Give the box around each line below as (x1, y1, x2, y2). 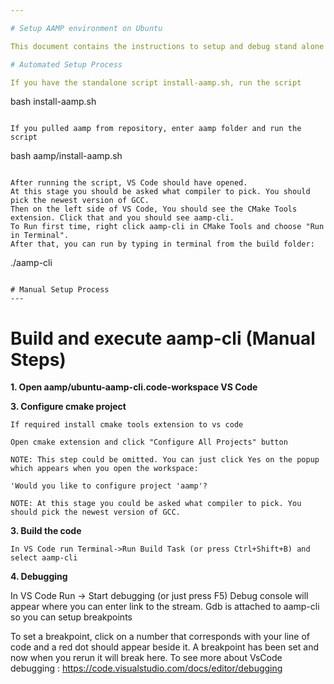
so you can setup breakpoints (10, 611, 133, 623)
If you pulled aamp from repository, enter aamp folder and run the (10, 124, 302, 134)
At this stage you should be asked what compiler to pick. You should (10, 187, 311, 197)
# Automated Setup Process (10, 59, 123, 70)
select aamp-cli (10, 553, 78, 563)
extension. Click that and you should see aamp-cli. (10, 213, 235, 223)
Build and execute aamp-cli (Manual (10, 327, 316, 350)
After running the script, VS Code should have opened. (10, 178, 248, 188)
